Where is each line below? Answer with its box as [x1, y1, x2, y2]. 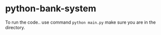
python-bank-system [5, 3, 96, 14]
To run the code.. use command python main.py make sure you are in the [5, 19, 156, 25]
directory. [5, 24, 25, 30]
